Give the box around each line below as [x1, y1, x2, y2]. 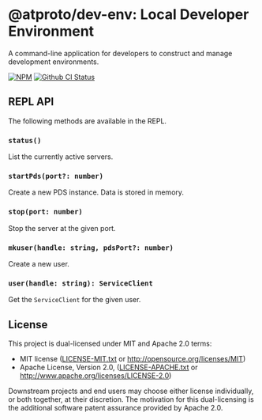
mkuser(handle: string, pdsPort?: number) [8, 243, 174, 252]
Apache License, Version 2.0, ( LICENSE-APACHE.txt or [19, 362, 198, 373]
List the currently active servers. [8, 152, 114, 161]
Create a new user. [8, 259, 69, 268]
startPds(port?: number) [8, 172, 104, 180]
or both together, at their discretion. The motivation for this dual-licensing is [8, 395, 254, 404]
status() [8, 136, 42, 145]
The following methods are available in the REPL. [8, 116, 167, 126]
